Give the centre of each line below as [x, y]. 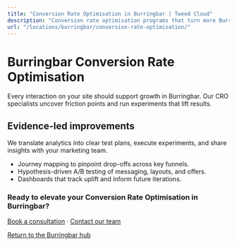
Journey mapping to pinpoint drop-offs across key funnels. [103, 164]
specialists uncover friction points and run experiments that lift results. [110, 104]
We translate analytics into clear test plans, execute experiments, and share [117, 143]
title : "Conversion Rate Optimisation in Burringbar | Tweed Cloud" [110, 14]
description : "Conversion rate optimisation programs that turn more [112, 20]
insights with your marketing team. [57, 150]
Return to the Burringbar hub [49, 235]
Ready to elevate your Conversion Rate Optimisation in [103, 197]
